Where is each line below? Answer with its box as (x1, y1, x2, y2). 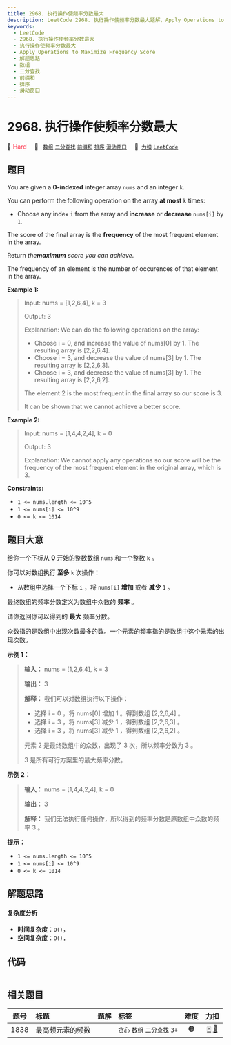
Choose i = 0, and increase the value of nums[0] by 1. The (34, 339, 199, 347)
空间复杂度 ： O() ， (17, 934, 70, 942)
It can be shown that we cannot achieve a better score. (23, 402, 181, 411)
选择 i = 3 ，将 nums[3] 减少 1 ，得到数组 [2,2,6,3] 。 (34, 717, 184, 726)
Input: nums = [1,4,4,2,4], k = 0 (23, 429, 112, 437)
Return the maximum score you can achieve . (7, 251, 134, 259)
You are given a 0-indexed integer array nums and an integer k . (7, 182, 185, 191)
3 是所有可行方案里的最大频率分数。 (23, 755, 127, 764)
